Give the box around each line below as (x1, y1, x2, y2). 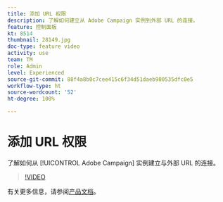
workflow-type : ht (7, 82, 61, 89)
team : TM (7, 56, 33, 63)
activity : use (7, 50, 49, 57)
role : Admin (7, 63, 42, 70)
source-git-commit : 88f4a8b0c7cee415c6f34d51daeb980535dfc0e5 (7, 75, 193, 83)
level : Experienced (7, 69, 65, 76)
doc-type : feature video (7, 43, 80, 50)
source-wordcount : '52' (7, 89, 77, 96)
